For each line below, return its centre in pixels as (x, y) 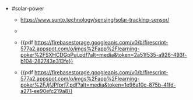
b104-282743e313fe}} (47, 61)
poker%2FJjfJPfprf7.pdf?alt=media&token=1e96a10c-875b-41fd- (98, 85)
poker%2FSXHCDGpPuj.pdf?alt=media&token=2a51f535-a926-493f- (103, 55)
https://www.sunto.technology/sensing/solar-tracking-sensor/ (95, 20)
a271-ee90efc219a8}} (46, 91)
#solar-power (28, 8)
